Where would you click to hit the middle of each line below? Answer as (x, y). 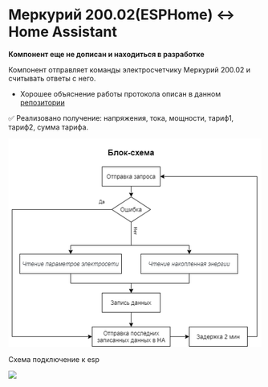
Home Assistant (63, 32)
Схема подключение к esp (54, 360)
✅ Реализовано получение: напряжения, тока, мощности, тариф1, (121, 117)
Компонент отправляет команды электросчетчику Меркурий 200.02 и (130, 69)
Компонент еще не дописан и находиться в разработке (106, 54)
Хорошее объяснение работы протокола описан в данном (120, 93)
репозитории (43, 102)
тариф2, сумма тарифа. (49, 127)
